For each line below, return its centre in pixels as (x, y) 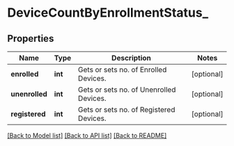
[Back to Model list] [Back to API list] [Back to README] (87, 136)
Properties (31, 39)
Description (131, 58)
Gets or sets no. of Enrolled (122, 70)
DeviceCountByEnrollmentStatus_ (108, 13)
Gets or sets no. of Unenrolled (127, 90)
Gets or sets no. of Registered (126, 109)
